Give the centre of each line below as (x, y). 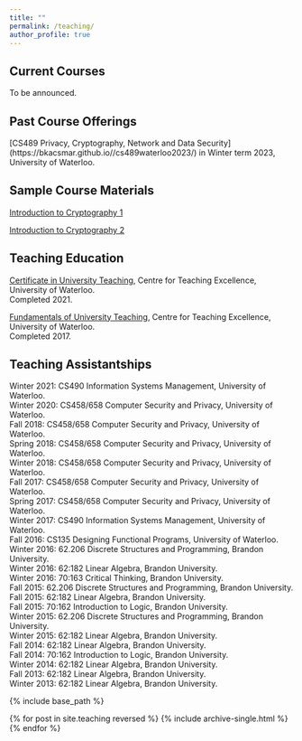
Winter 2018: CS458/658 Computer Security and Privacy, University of (141, 463)
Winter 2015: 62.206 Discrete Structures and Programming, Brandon (137, 616)
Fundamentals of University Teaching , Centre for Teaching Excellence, (140, 316)
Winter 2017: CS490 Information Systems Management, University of (137, 521)
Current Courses (57, 71)
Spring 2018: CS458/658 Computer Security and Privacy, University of (141, 444)
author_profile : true (50, 34)
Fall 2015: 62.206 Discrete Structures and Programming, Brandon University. (151, 587)
